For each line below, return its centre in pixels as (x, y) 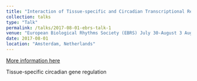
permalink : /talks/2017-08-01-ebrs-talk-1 (59, 28)
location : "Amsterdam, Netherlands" (51, 44)
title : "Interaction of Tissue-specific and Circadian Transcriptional (95, 11)
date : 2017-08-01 (27, 38)
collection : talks (28, 17)
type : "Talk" (22, 22)
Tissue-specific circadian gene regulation (56, 72)
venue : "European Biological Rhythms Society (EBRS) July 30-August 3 (94, 33)
